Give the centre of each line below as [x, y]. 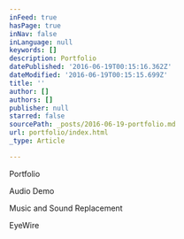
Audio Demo [32, 190]
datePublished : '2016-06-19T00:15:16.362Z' [91, 67]
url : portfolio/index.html [59, 133]
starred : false [37, 116]
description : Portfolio [53, 58]
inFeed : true [33, 17]
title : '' [27, 83]
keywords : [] [33, 50]
